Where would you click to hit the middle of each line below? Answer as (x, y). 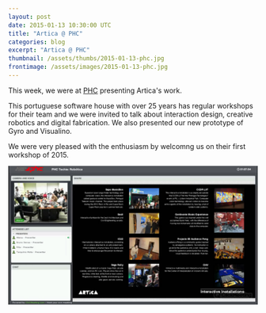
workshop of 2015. (38, 155)
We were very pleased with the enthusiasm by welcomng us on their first (127, 146)
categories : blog (37, 42)
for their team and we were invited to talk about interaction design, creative (131, 114)
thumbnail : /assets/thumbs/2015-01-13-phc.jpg (86, 59)
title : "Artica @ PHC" (46, 33)
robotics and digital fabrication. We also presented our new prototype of (126, 122)
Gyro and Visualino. (40, 131)
